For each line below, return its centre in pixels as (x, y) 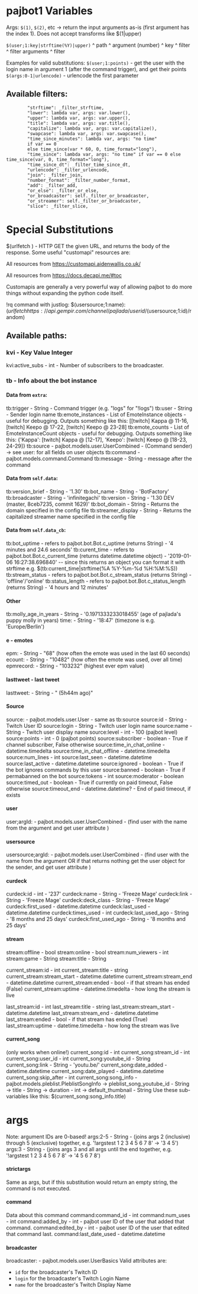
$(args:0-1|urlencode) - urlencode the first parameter (72, 75)
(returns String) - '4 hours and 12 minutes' (57, 587)
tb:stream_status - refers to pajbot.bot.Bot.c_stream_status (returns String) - (99, 574)
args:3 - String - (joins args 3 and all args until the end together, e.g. (89, 1149)
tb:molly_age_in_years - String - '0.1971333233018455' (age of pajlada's (94, 614)
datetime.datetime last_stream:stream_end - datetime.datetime (82, 1013)
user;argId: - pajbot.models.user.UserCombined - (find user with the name (97, 821)
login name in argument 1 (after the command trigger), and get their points (96, 69)
